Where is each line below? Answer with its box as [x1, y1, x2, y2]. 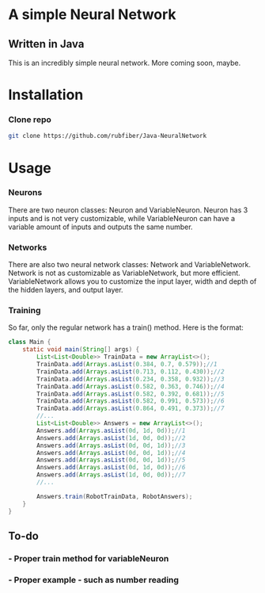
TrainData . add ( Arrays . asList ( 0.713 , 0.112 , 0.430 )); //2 [36, 367, 225, 376]
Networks [8, 242, 47, 253]
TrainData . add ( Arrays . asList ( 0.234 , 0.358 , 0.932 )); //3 [36, 375, 225, 383]
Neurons [8, 187, 43, 198]
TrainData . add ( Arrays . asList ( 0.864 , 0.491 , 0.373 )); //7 [36, 404, 225, 413]
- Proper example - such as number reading [8, 574, 180, 585]
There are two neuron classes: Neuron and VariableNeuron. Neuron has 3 [8, 205, 248, 215]
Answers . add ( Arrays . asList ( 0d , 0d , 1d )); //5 [36, 456, 186, 465]
